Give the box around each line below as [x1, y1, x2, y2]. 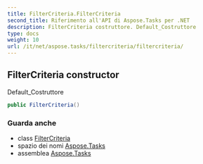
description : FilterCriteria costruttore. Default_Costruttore [7, 23, 197, 30]
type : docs [7, 30, 39, 37]
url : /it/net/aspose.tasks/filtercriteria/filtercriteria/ [7, 43, 184, 50]
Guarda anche [7, 118, 57, 127]
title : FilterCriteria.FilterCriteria [7, 10, 121, 18]
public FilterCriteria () [7, 101, 80, 108]
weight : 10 [7, 37, 39, 44]
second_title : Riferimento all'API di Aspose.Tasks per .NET [7, 17, 190, 24]
